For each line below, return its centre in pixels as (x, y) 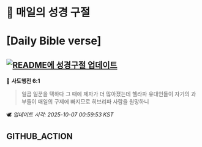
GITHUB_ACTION (40, 136)
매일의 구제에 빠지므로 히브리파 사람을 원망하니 (93, 102)
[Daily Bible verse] (54, 41)
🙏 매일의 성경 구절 (48, 13)
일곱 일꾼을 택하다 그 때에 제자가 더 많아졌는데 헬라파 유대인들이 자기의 (105, 94)
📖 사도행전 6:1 (23, 81)
